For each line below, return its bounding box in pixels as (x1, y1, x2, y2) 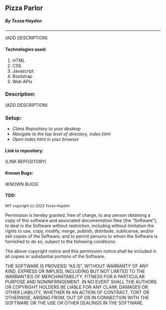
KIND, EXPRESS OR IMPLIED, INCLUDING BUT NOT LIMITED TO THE (5, 268, 145, 274)
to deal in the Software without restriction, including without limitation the (5, 223, 154, 229)
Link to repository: (5, 147, 44, 153)
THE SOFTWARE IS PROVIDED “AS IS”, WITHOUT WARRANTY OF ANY (5, 263, 149, 269)
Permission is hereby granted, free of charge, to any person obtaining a (5, 212, 151, 218)
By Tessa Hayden (5, 17, 42, 24)
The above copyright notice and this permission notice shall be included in (5, 248, 157, 254)
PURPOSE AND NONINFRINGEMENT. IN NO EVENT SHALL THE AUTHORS (5, 279, 157, 285)
